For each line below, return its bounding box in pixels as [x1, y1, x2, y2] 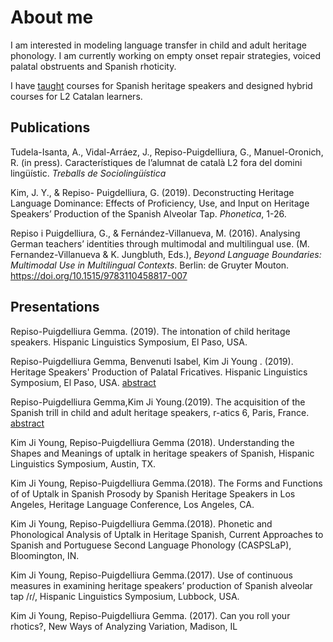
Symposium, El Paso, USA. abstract [10, 376, 157, 388]
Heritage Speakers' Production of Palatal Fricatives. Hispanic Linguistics [10, 366, 308, 378]
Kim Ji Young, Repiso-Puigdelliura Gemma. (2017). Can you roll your [10, 609, 291, 621]
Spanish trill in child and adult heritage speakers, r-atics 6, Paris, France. [10, 406, 310, 418]
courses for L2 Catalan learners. [10, 90, 143, 102]
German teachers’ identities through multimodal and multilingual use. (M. [10, 237, 310, 250]
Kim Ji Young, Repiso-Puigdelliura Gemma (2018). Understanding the [10, 436, 295, 448]
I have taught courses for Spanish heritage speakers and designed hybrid [10, 79, 313, 91]
